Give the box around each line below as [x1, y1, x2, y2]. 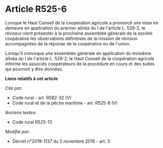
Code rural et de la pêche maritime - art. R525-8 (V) [12, 100, 118, 106]
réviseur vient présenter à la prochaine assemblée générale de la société [5, 30, 153, 36]
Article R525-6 [5, 3, 67, 15]
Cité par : [5, 85, 23, 91]
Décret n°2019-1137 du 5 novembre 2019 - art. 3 [12, 138, 110, 144]
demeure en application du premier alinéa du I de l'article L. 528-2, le [5, 25, 145, 31]
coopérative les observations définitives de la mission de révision [5, 36, 138, 41]
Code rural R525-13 [12, 119, 53, 125]
